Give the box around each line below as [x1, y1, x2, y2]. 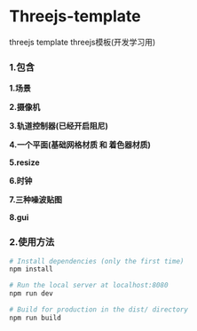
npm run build [9, 313, 62, 322]
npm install [9, 264, 53, 274]
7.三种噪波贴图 [9, 194, 63, 205]
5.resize [9, 157, 40, 168]
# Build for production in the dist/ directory [9, 305, 189, 314]
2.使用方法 [9, 236, 55, 248]
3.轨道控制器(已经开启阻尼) [9, 121, 108, 131]
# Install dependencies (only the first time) [9, 256, 185, 265]
